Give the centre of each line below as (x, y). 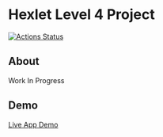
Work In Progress (36, 80)
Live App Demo (33, 124)
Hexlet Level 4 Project (82, 15)
